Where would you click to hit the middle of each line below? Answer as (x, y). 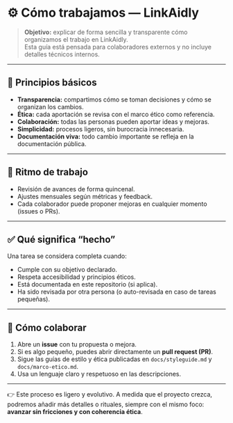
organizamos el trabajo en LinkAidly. (76, 39)
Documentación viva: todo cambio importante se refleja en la (105, 136)
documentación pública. (52, 143)
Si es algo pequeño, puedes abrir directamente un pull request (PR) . (115, 352)
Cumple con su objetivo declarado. (67, 270)
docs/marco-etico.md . (48, 367)
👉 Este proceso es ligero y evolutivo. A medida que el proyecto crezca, (110, 394)
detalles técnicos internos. (62, 54)
